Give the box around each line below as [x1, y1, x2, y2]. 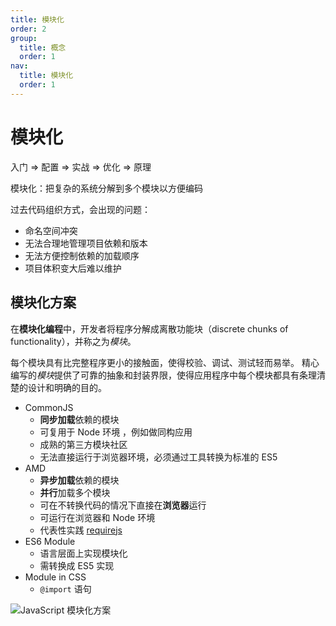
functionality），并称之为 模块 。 [10, 335, 137, 347]
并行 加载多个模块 [39, 486, 111, 498]
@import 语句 [39, 582, 92, 595]
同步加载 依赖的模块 [39, 413, 120, 425]
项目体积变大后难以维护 [24, 262, 122, 274]
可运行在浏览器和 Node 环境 [39, 511, 156, 523]
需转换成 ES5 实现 [39, 559, 115, 571]
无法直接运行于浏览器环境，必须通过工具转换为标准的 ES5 [39, 451, 278, 463]
